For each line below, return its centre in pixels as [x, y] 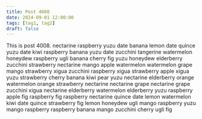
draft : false [23, 29]
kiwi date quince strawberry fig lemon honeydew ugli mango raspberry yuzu [101, 103]
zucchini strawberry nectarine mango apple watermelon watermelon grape [99, 65]
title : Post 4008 [28, 12]
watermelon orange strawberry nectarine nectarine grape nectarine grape [98, 84]
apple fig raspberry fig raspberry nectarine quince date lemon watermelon [99, 97]
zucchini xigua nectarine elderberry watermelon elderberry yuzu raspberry [99, 90]
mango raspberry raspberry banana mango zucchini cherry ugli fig [89, 109]
